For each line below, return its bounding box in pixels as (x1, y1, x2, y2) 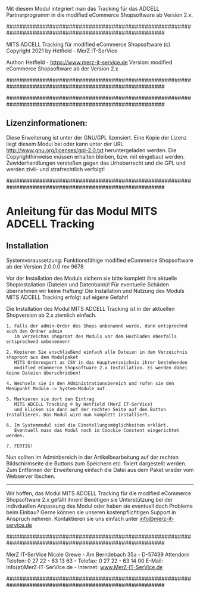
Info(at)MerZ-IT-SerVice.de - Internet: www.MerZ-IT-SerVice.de (6, 563, 163, 570)
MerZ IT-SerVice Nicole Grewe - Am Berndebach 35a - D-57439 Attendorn (6, 551, 190, 558)
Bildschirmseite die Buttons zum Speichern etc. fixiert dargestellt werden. (6, 459, 187, 467)
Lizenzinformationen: (6, 118, 88, 128)
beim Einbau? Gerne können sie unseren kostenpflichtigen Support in (6, 508, 177, 515)
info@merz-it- (139, 515, 174, 522)
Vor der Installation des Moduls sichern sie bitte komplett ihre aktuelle (6, 274, 177, 282)
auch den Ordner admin (6, 328, 62, 334)
